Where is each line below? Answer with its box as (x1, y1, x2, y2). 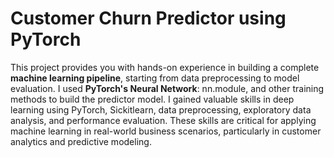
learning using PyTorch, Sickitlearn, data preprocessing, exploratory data (10, 103, 312, 116)
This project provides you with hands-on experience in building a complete (10, 61, 320, 73)
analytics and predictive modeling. (10, 135, 152, 147)
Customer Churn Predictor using (10, 7, 287, 30)
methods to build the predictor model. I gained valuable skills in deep (10, 93, 295, 105)
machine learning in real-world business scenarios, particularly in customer (10, 125, 322, 137)
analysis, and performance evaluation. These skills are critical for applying (10, 114, 317, 126)
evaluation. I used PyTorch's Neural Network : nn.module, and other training (10, 82, 325, 94)
